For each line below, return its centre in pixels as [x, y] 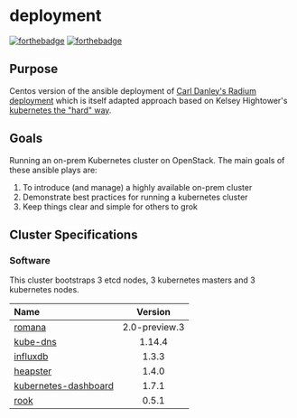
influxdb [31, 357]
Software [30, 260]
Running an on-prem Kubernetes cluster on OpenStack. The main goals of [147, 160]
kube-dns [35, 342]
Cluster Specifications [74, 234]
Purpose [34, 69]
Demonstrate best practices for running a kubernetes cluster [135, 197]
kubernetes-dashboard [64, 386]
